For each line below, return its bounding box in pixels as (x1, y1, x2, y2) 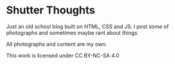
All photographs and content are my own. (6, 41, 107, 48)
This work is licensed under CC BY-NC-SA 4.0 (6, 52, 120, 59)
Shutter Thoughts (6, 4, 96, 17)
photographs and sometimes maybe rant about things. (6, 29, 139, 36)
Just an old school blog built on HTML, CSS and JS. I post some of (6, 23, 169, 30)
